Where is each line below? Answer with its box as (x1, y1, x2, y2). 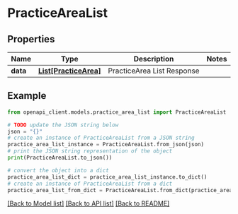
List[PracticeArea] (38, 66, 101, 76)
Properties (7, 33, 55, 45)
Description (133, 54, 174, 64)
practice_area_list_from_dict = (7, 186, 103, 194)
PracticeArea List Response (108, 66, 200, 76)
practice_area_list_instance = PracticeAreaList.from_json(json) (7, 141, 204, 148)
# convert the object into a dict (7, 167, 110, 174)
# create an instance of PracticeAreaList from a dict (7, 180, 173, 187)
